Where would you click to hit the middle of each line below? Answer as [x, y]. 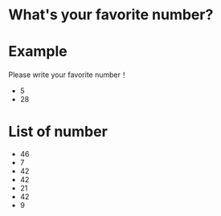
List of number [58, 132]
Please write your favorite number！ [68, 75]
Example [38, 52]
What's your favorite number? [111, 15]
